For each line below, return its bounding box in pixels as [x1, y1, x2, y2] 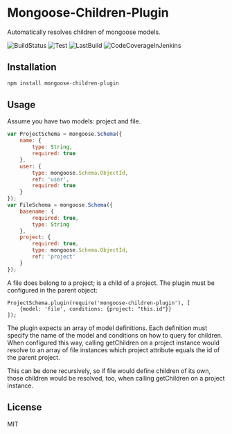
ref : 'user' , [32, 175, 70, 183]
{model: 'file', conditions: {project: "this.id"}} [19, 305, 172, 313]
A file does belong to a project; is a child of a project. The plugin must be [7, 279, 215, 287]
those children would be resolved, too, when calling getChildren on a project [7, 374, 225, 382]
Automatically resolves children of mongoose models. [7, 28, 161, 36]
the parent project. [7, 353, 60, 361]
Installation [7, 61, 57, 73]
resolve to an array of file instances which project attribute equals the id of [7, 345, 220, 354]
